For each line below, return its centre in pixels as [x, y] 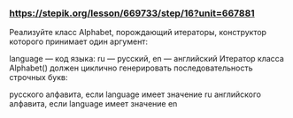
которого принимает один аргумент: [79, 41]
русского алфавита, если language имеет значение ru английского [135, 94]
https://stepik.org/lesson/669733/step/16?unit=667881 [132, 13]
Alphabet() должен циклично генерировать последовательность [131, 68]
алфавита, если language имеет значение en [93, 104]
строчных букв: [39, 77]
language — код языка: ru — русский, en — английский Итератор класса [147, 59]
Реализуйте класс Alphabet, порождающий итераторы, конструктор [138, 33]
